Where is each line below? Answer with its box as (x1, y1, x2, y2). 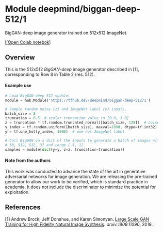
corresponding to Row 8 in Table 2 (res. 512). (5, 71, 95, 77)
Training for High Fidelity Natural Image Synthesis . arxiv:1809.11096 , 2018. (5, 221, 153, 227)
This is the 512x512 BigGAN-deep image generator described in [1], (5, 66, 139, 72)
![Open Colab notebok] (5, 39, 51, 45)
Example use (5, 83, 32, 89)
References (5, 203, 41, 212)
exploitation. (5, 189, 30, 195)
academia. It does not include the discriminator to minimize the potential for (5, 184, 156, 190)
